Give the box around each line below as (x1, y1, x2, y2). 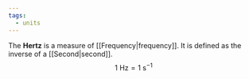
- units (15, 19, 41, 27)
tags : (8, 11, 26, 20)
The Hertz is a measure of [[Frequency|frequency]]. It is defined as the (8, 40, 242, 50)
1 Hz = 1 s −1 (115, 61, 153, 72)
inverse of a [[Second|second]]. (8, 49, 113, 58)
